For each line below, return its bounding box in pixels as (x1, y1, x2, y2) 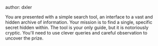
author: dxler (5, 4, 32, 10)
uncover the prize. (5, 35, 44, 41)
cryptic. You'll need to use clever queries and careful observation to (5, 30, 147, 35)
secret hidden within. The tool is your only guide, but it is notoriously (5, 24, 149, 30)
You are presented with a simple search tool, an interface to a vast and (5, 14, 153, 19)
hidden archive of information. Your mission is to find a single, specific (5, 19, 152, 25)
